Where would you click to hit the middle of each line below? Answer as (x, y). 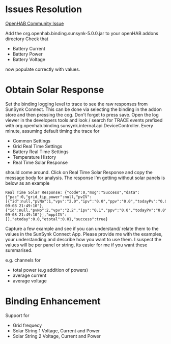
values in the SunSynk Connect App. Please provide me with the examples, (84, 234)
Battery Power (27, 54)
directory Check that (27, 39)
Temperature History (34, 157)
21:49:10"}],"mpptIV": (43, 215)
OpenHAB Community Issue (35, 23)
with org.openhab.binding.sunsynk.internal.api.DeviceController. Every (79, 125)
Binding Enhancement (53, 302)
